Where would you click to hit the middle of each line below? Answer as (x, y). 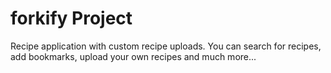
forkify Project (71, 18)
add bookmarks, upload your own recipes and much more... (133, 56)
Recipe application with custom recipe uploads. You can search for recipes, (166, 46)
